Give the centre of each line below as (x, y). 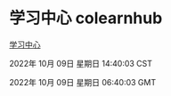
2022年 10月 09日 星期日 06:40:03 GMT (83, 82)
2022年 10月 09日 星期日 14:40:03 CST (81, 63)
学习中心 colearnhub (86, 18)
